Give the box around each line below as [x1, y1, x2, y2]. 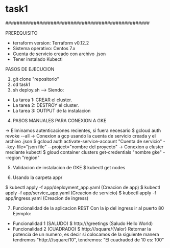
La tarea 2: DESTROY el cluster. [12, 102, 79, 108]
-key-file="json [5, 144, 37, 150]
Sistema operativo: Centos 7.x [12, 45, 76, 51]
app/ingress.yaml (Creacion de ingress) [5, 195, 89, 201]
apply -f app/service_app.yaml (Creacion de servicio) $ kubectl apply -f [5, 190, 157, 196]
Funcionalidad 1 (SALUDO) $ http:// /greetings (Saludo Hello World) [12, 220, 153, 227]
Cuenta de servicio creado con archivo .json [12, 51, 106, 57]
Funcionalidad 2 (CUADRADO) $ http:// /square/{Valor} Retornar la [12, 226, 152, 232]
